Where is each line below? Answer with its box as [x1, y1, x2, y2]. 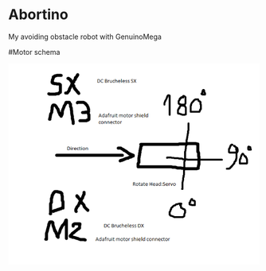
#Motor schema [8, 47, 61, 56]
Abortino [8, 6, 69, 24]
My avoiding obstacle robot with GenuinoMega [8, 32, 162, 41]
